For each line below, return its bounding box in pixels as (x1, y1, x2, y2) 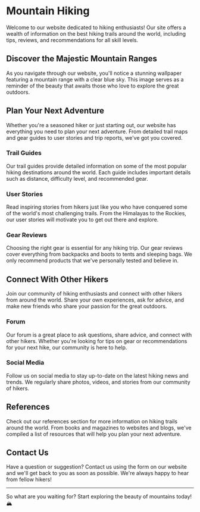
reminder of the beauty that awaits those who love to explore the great (6, 82, 179, 89)
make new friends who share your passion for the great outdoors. (6, 303, 167, 310)
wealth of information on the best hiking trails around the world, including (6, 30, 186, 37)
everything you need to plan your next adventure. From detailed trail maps (6, 128, 188, 135)
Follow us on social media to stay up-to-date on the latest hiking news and (6, 372, 189, 379)
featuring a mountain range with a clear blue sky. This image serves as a (6, 76, 184, 83)
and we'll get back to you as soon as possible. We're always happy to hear (6, 470, 189, 477)
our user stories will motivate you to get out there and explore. (6, 216, 159, 224)
